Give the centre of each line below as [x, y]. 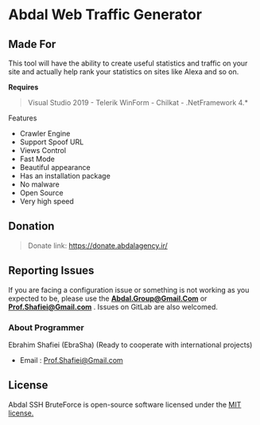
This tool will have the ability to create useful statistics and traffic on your [128, 63]
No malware [39, 184]
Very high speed [47, 201]
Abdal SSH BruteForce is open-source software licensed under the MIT [125, 404]
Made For [32, 44]
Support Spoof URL [52, 142]
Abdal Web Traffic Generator [105, 15]
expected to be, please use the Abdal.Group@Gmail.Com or [108, 298]
